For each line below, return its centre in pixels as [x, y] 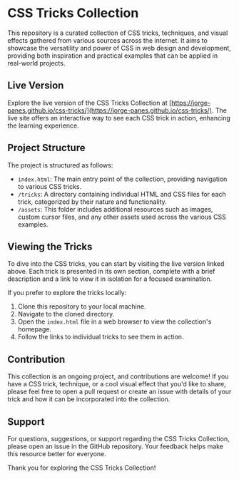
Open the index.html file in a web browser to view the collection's [115, 321]
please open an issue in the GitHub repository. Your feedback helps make [115, 446]
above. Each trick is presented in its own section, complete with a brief [111, 272]
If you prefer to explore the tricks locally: [67, 293]
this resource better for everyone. [57, 454]
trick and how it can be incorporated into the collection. [89, 399]
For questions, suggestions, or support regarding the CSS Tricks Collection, [118, 439]
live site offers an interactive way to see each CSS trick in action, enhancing [119, 118]
